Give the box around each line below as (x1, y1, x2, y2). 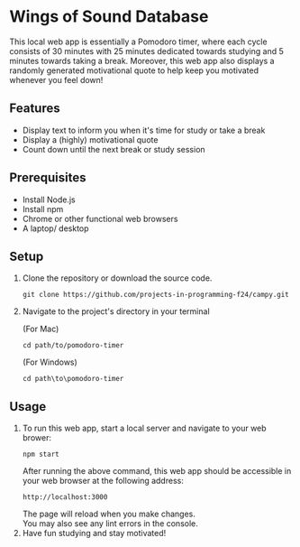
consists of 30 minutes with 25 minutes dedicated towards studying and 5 (9, 45, 284, 56)
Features (9, 101, 60, 116)
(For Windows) (22, 357, 78, 367)
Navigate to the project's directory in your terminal (22, 306, 210, 317)
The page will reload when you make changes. (22, 508, 196, 520)
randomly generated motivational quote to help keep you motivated (9, 65, 259, 76)
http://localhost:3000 (22, 493, 108, 502)
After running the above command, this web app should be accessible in (22, 466, 292, 477)
